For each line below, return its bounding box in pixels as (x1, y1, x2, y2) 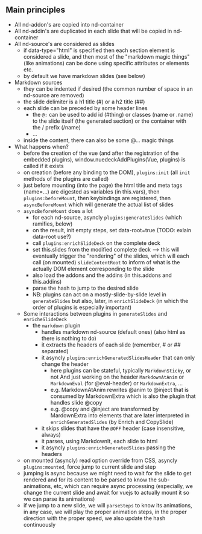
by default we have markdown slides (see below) (23, 72, 145, 79)
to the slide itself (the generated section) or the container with (32, 117, 187, 125)
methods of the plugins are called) (23, 175, 109, 182)
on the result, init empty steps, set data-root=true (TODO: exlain (32, 226, 192, 233)
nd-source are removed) (23, 91, 85, 99)
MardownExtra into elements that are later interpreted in (50, 411, 190, 419)
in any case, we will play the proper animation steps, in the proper (23, 508, 188, 515)
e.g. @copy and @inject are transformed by (50, 405, 159, 412)
